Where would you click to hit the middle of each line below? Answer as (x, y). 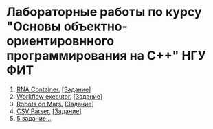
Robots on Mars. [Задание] (55, 104)
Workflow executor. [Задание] (59, 96)
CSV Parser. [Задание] (49, 111)
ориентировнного (60, 41)
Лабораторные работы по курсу (104, 12)
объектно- (96, 26)
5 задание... (34, 118)
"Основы (34, 26)
